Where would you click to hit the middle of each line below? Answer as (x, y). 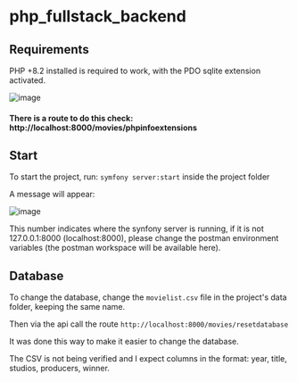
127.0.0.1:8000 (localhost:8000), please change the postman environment (144, 238)
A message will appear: (52, 195)
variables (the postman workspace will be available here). (115, 248)
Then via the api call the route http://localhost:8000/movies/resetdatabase (149, 324)
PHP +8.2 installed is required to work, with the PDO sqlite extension (135, 71)
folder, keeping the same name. (67, 307)
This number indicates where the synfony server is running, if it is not (137, 228)
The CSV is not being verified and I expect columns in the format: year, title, (148, 359)
